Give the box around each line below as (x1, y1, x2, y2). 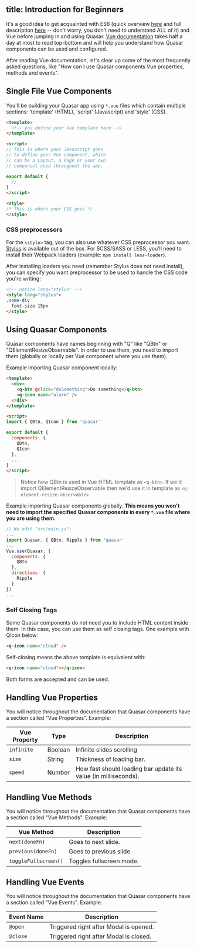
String (47, 755, 64, 763)
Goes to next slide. (69, 838, 120, 846)
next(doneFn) (9, 839, 46, 846)
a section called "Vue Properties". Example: (6, 715, 111, 722)
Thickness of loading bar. (75, 755, 146, 763)
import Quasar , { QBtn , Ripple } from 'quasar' (6, 537, 125, 543)
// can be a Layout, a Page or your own (6, 157, 107, 163)
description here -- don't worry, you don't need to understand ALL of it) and (6, 26, 190, 34)
